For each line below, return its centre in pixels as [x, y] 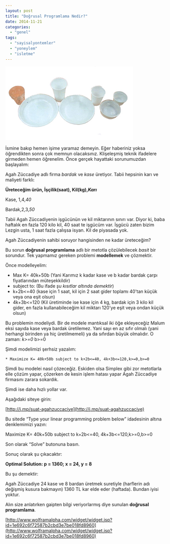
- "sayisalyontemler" [33, 43]
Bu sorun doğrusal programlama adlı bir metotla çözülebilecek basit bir [81, 250]
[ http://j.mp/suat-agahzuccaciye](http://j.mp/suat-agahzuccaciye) [75, 409]
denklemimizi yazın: [26, 424]
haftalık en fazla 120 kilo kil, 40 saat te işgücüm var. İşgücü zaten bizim [80, 225]
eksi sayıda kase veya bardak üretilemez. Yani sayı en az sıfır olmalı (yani [82, 328]
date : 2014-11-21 [24, 21]
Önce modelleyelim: [26, 265]
